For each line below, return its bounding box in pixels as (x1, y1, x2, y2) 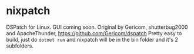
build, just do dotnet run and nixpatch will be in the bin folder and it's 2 (6, 36, 178, 43)
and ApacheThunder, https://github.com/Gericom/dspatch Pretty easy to (6, 29, 182, 36)
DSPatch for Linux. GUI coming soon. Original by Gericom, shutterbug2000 (6, 23, 188, 31)
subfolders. (6, 42, 34, 49)
